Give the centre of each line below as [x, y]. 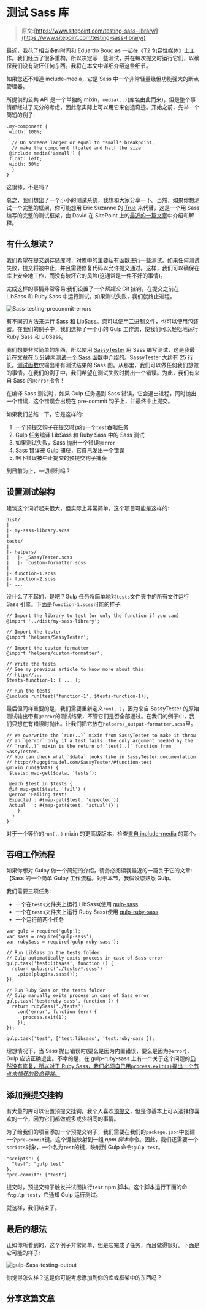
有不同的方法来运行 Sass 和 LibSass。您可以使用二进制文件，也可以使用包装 [102, 321]
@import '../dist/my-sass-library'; [53, 621]
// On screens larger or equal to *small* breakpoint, [83, 142]
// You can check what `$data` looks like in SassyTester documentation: [103, 757]
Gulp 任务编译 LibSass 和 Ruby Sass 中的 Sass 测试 [80, 435]
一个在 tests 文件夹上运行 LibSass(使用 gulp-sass [77, 904]
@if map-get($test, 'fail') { [48, 789]
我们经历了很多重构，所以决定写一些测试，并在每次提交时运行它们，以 [105, 58]
